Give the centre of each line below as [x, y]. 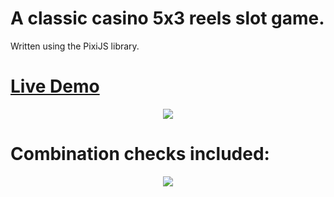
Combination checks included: [140, 154]
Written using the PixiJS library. [75, 46]
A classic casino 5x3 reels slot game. [167, 18]
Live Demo [55, 86]
